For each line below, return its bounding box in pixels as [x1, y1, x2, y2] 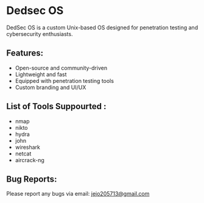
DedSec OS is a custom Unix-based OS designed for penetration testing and [6, 24, 199, 31]
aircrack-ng [15, 156, 44, 163]
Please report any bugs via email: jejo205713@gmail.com [6, 190, 150, 198]
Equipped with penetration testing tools [15, 77, 114, 84]
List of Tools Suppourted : [6, 101, 107, 112]
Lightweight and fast [15, 71, 67, 78]
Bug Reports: [6, 174, 57, 184]
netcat [15, 150, 32, 157]
